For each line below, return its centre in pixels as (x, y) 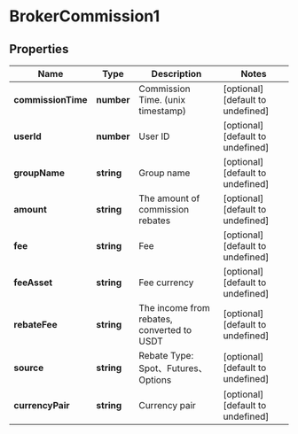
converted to (165, 330)
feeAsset (33, 283)
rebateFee (35, 325)
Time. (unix (162, 100)
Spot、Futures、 (173, 368)
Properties (39, 49)
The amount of (169, 198)
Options (155, 380)
